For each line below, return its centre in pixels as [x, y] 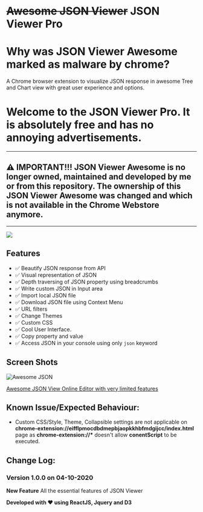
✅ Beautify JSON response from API [60, 268]
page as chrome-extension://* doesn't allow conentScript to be [96, 435]
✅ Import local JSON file [45, 295]
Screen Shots [32, 362]
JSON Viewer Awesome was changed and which [99, 196]
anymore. [25, 215]
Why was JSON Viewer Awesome [92, 52]
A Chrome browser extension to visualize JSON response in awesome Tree [100, 81]
